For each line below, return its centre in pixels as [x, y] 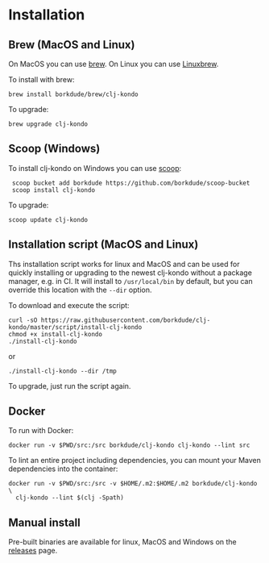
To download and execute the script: [69, 305]
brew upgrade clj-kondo [48, 124]
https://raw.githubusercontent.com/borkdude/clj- [126, 320]
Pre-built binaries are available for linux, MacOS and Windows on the [123, 542]
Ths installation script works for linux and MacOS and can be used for [124, 264]
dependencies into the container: [63, 469]
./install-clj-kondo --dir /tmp [62, 371]
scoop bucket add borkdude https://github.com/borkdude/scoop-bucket [131, 183]
